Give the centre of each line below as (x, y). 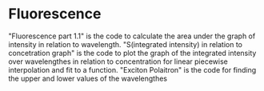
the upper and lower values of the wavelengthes (88, 78)
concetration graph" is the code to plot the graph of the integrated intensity (132, 53)
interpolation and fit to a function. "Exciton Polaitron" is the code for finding (132, 69)
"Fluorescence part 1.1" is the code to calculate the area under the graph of (132, 36)
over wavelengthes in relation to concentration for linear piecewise (118, 61)
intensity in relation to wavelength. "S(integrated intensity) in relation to (125, 44)
